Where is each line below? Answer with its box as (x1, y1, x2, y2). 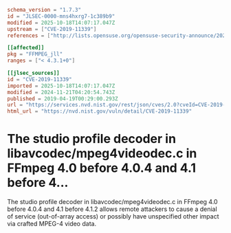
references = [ (7, 32, 51, 39)
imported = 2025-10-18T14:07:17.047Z (7, 82, 115, 89)
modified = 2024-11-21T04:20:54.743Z (7, 89, 115, 96)
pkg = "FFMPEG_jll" (7, 51, 63, 58)
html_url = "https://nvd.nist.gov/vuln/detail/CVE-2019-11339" (7, 108, 192, 115)
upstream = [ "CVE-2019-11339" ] (7, 25, 97, 32)
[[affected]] (7, 45, 45, 52)
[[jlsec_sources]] (7, 69, 60, 76)
